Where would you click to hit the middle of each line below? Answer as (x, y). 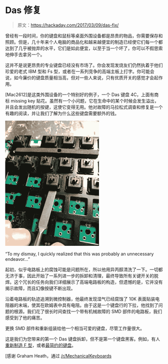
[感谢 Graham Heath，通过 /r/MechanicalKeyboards (58, 355)
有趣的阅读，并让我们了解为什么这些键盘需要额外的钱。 (62, 113)
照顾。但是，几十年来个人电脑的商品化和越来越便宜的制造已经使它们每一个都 (84, 42)
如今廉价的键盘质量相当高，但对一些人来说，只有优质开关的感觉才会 (84, 78)
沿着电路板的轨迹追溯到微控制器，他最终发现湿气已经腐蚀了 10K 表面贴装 (80, 299)
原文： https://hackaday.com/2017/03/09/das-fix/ (68, 25)
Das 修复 (23, 10)
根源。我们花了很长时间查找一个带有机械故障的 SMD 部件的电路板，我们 (88, 311)
